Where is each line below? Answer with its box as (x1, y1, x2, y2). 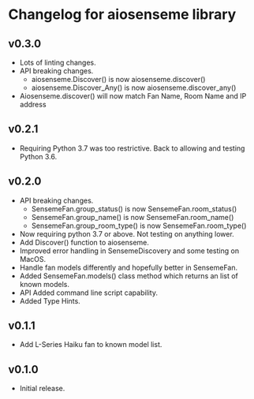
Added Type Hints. (19, 296, 80, 305)
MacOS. (19, 254, 47, 263)
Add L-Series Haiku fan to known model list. (19, 340, 162, 349)
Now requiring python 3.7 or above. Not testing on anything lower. (19, 229, 234, 238)
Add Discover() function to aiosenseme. (19, 237, 150, 247)
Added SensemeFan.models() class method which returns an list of (19, 270, 239, 281)
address (19, 100, 47, 109)
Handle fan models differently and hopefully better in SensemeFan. (19, 263, 238, 272)
